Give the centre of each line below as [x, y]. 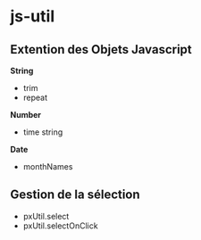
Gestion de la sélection [75, 195]
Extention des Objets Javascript [101, 50]
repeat [35, 97]
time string [43, 132]
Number [26, 115]
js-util [33, 17]
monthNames [48, 166]
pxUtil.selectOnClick [60, 226]
